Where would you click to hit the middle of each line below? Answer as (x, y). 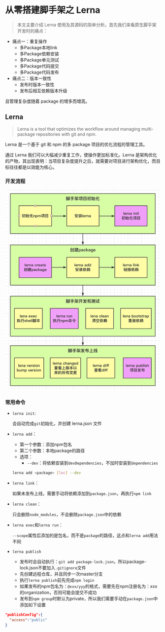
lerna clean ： (27, 504)
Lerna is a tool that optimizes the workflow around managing (79, 129)
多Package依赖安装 (39, 54)
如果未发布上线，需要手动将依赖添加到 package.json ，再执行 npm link (82, 493)
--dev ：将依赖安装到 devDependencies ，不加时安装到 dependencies (93, 463)
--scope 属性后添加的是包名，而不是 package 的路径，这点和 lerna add (81, 535)
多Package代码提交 (39, 66)
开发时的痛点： (32, 31)
